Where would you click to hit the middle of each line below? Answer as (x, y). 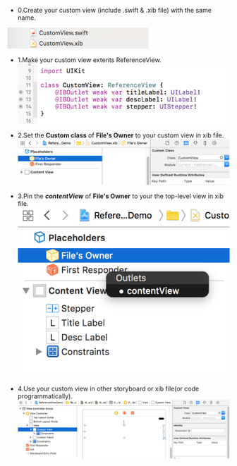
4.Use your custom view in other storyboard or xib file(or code (108, 388)
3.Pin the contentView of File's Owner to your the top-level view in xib (121, 196)
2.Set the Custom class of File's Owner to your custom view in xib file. (121, 135)
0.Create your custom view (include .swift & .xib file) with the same (114, 10)
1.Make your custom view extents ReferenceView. (89, 60)
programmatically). (45, 396)
